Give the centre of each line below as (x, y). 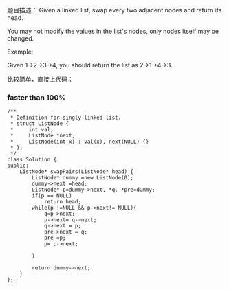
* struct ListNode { (40, 124)
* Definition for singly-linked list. (66, 118)
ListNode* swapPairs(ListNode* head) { (77, 172)
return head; (62, 202)
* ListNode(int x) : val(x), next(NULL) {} (79, 142)
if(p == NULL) (52, 196)
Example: (20, 52)
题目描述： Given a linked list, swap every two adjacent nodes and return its (115, 10)
